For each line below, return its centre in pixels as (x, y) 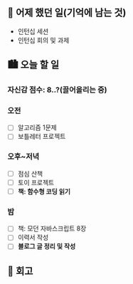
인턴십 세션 (33, 31)
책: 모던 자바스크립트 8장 (52, 228)
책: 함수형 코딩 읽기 (44, 191)
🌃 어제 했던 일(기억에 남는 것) (67, 13)
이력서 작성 (33, 238)
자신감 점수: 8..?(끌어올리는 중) (57, 90)
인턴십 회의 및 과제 (43, 40)
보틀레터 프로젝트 (42, 137)
